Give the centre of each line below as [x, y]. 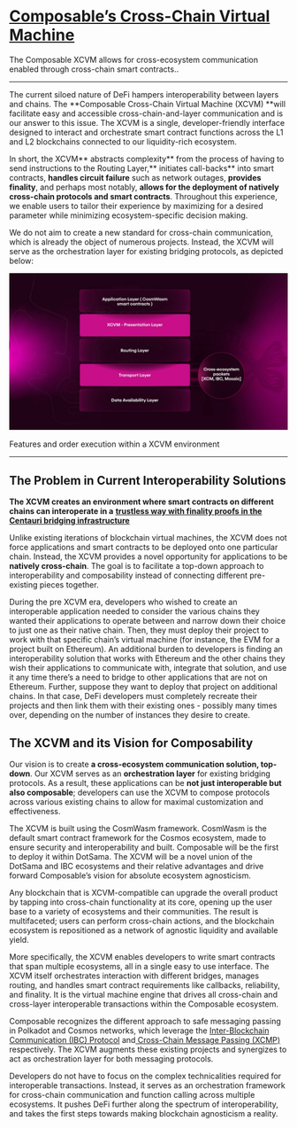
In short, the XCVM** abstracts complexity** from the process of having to [147, 159]
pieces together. [69, 585]
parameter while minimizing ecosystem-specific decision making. [129, 215]
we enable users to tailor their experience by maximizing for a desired [136, 206]
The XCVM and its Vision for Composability [131, 743]
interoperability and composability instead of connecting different [129, 576]
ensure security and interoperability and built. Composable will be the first [144, 847]
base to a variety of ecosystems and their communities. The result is [134, 912]
